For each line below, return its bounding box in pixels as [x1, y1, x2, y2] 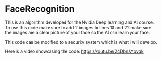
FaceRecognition [5, 3, 75, 15]
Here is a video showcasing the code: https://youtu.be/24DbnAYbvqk [5, 48, 144, 54]
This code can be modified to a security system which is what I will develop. [5, 39, 158, 44]
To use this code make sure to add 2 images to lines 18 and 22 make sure [5, 24, 152, 30]
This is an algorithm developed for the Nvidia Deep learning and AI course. [5, 19, 154, 25]
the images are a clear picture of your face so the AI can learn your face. [5, 29, 150, 35]
